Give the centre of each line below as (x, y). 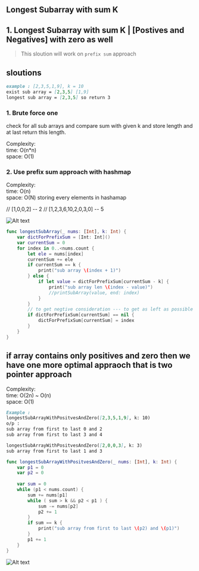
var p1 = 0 (30, 467)
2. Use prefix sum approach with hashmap (69, 171)
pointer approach (39, 375)
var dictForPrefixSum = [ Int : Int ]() (64, 237)
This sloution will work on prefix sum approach (78, 54)
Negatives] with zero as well (60, 39)
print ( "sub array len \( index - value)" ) (101, 287)
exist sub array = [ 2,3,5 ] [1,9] (48, 92)
